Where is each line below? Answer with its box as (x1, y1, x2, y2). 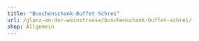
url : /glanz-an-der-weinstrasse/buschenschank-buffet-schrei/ (7, 17, 192, 24)
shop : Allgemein (7, 23, 54, 30)
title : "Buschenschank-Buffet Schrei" (7, 10, 120, 17)
